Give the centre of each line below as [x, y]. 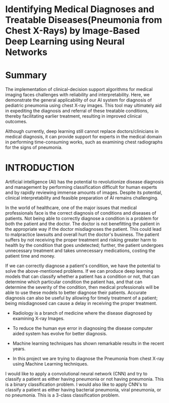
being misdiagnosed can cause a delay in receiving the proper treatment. [81, 304]
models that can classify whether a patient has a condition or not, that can [82, 277]
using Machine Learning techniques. [50, 364]
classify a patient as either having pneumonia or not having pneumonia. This [84, 379]
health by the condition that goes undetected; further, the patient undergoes [84, 245]
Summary [26, 75]
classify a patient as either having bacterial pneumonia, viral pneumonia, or [83, 390]
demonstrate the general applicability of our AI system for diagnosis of [79, 100]
